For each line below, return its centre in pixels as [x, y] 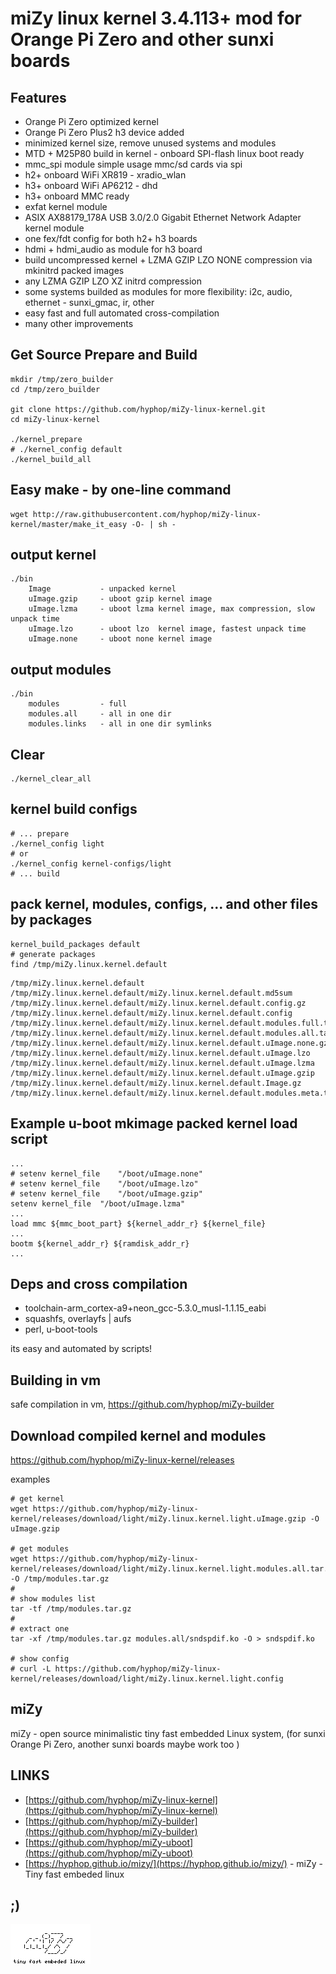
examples [30, 1479]
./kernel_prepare [46, 439]
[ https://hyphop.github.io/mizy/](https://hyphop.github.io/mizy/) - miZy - [173, 1863]
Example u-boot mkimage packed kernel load [154, 1123]
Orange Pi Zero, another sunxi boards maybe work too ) [125, 1744]
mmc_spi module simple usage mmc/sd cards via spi [133, 164]
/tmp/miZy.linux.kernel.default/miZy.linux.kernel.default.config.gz [158, 1003]
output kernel [53, 555]
